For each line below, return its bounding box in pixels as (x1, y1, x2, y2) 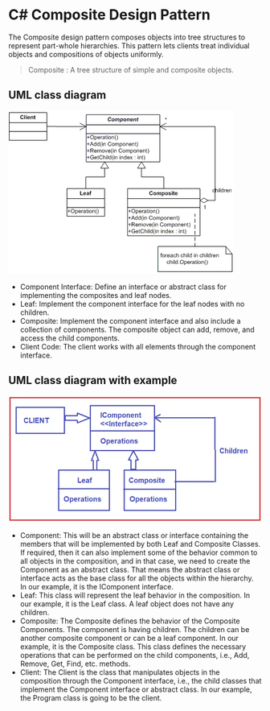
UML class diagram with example (8, 374, 178, 387)
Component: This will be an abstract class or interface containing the (19, 530, 249, 540)
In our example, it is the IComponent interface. (19, 581, 174, 591)
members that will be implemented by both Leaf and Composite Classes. (19, 539, 261, 548)
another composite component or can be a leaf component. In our (19, 633, 239, 643)
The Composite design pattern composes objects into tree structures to (8, 32, 246, 42)
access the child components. (19, 333, 121, 343)
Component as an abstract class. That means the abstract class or (19, 564, 240, 574)
